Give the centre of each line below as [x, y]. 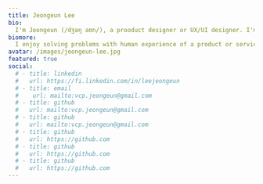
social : [21, 67]
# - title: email [43, 88]
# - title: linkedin [49, 74]
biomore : [22, 37]
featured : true [33, 60]
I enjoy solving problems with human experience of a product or [124, 45]
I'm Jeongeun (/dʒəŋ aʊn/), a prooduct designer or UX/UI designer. [129, 30]
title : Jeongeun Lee [42, 15]
